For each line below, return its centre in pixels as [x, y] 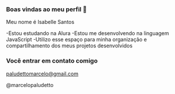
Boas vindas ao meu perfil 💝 [47, 9]
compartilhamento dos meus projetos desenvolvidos [69, 46]
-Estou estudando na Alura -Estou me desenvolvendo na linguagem [88, 33]
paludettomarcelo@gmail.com [42, 74]
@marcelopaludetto [30, 85]
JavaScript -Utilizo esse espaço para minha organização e [77, 40]
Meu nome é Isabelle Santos [40, 22]
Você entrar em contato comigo [52, 61]
